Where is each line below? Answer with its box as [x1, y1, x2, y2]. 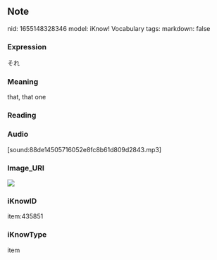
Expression [7, 42, 47, 51]
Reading [7, 111, 37, 120]
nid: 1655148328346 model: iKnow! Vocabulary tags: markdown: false [7, 24, 211, 32]
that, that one [7, 93, 46, 101]
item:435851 [7, 212, 44, 221]
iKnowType [7, 230, 47, 240]
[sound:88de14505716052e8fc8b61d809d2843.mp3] [7, 145, 162, 154]
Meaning [7, 77, 39, 87]
